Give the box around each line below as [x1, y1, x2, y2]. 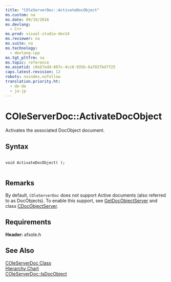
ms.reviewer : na [5, 36, 40, 41]
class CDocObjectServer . [5, 203, 58, 209]
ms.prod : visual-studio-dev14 [5, 31, 70, 36]
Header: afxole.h [5, 231, 41, 237]
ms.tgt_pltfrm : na [5, 55, 45, 60]
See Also [5, 246, 34, 255]
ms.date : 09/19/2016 [5, 17, 50, 22]
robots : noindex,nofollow [5, 74, 60, 79]
